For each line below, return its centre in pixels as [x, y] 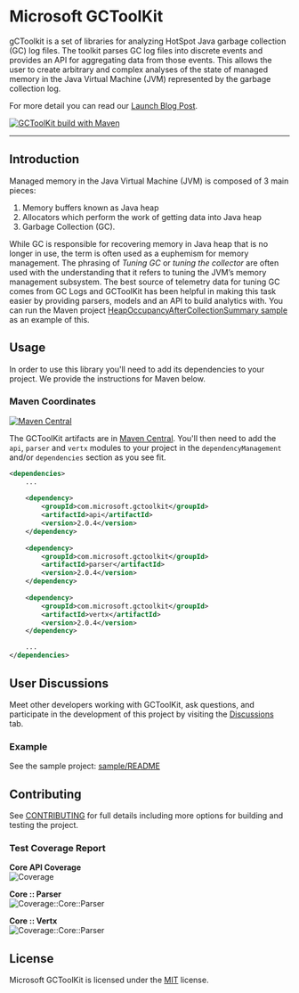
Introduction [44, 159]
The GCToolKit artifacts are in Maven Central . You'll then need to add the [143, 438]
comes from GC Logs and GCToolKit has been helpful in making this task [143, 291]
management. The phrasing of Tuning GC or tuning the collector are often [144, 263]
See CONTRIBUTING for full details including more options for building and [146, 816]
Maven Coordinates [53, 401]
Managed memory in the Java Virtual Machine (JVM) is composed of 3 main [149, 181]
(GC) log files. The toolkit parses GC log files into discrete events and [136, 50]
